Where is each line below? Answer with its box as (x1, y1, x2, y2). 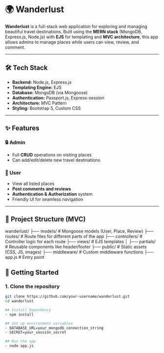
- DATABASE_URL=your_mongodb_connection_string (5, 326, 104, 330)
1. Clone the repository (5, 283, 60, 290)
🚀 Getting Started (5, 268, 59, 277)
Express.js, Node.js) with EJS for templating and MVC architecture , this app (5, 34, 159, 40)
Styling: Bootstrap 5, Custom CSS (12, 105, 81, 111)
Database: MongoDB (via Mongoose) (12, 89, 88, 96)
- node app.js (5, 344, 34, 349)
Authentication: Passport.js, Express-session (12, 95, 104, 101)
